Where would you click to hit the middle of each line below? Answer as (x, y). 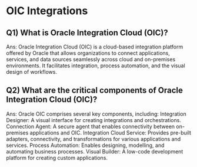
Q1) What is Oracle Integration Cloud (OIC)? (87, 33)
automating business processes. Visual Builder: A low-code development (95, 151)
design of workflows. (32, 72)
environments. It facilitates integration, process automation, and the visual (96, 66)
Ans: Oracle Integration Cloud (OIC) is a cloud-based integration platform (95, 47)
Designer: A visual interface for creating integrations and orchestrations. (94, 120)
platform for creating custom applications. (57, 158)
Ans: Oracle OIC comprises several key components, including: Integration (96, 114)
